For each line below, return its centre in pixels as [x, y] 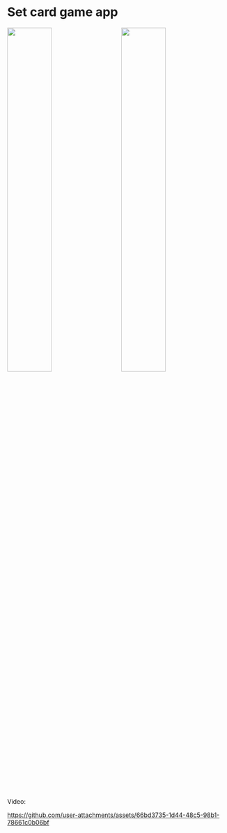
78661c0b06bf [29, 822]
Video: [17, 801]
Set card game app [63, 12]
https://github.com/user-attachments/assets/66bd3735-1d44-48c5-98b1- [113, 815]
